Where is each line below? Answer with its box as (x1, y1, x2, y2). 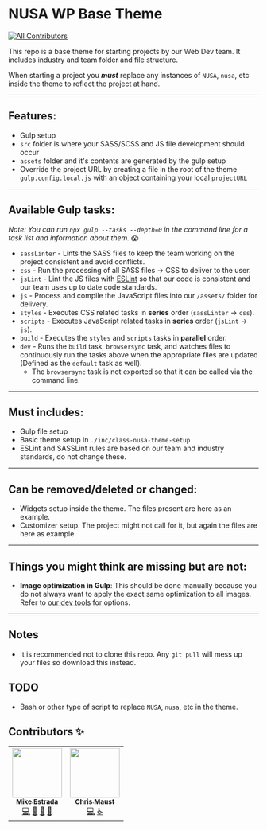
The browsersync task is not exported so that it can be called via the (31, 367, 253, 376)
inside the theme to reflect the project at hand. (8, 79, 161, 88)
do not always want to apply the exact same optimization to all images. (19, 590, 252, 598)
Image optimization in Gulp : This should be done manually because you (19, 581, 257, 590)
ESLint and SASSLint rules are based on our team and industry (19, 443, 225, 454)
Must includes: (8, 405, 84, 419)
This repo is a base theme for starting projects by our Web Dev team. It (8, 46, 241, 56)
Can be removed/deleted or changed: (8, 482, 198, 496)
